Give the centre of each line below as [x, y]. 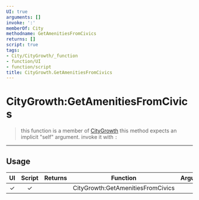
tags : [13, 50]
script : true [22, 45]
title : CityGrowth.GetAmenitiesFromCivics [59, 72]
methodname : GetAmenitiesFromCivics [51, 34]
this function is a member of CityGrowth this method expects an [99, 131]
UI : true [17, 12]
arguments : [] [24, 17]
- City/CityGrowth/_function [42, 56]
